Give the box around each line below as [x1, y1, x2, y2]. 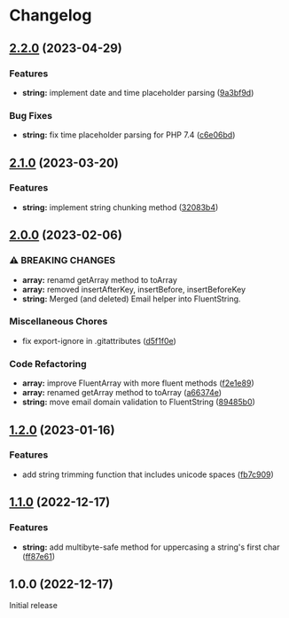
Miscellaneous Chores [9, 316, 108, 328]
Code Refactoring [9, 357, 87, 370]
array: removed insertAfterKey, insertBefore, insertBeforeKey [21, 284, 246, 294]
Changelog [9, 5, 92, 26]
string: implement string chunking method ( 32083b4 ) [21, 201, 219, 213]
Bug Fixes [9, 109, 53, 121]
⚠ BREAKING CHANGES [9, 254, 116, 267]
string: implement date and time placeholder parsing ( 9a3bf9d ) [21, 87, 254, 98]
